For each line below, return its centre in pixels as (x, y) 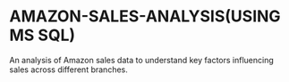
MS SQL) (42, 35)
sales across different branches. (68, 70)
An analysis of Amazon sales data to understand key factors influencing (142, 60)
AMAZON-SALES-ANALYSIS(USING (145, 16)
